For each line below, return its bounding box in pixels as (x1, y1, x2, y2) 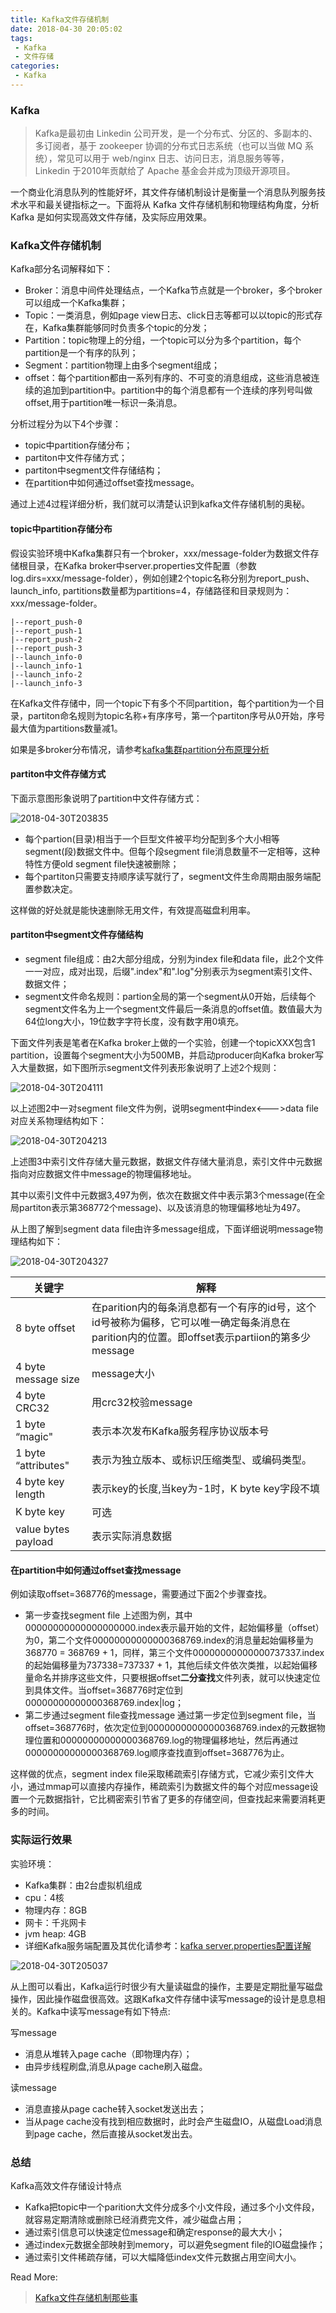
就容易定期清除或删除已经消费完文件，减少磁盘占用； (24, 2213, 245, 2225)
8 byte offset (15, 1321, 76, 1335)
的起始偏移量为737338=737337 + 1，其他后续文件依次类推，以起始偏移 (24, 1659, 318, 1671)
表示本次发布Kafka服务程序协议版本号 (91, 1424, 270, 1438)
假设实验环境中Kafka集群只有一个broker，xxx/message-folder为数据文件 (10, 547, 311, 559)
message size (15, 1372, 80, 1386)
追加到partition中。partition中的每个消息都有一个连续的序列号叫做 (42, 384, 313, 396)
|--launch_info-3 (10, 678, 83, 688)
